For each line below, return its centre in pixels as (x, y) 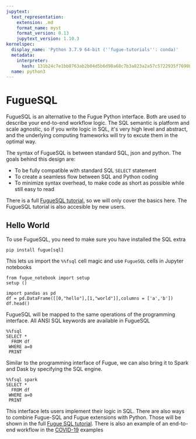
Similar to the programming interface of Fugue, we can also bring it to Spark (97, 363)
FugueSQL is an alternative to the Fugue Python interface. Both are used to (96, 117)
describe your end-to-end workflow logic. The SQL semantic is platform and (98, 123)
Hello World (28, 225)
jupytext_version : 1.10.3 (48, 39)
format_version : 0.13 (43, 33)
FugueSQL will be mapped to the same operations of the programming (91, 314)
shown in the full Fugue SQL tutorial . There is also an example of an (87, 423)
